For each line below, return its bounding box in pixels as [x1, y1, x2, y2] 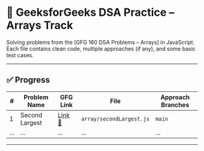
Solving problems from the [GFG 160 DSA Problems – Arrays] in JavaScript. [6, 38, 195, 46]
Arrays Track [6, 18, 73, 32]
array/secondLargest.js [81, 115, 150, 122]
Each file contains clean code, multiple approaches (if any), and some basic [6, 45, 196, 52]
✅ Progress [6, 75, 50, 85]
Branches [160, 100, 189, 109]
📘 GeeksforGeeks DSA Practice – [6, 5, 175, 19]
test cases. [6, 51, 34, 58]
